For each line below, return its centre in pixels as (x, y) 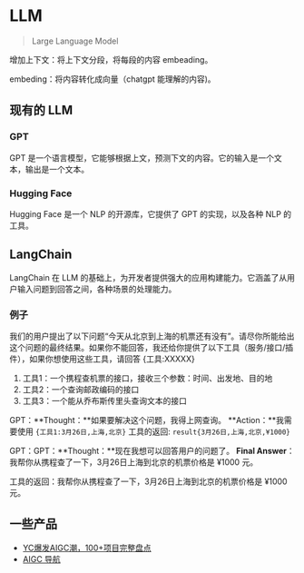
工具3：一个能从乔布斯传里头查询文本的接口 (105, 401)
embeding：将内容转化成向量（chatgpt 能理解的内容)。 (113, 79)
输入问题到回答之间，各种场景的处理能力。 (97, 289)
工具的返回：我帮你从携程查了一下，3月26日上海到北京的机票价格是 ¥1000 (148, 481)
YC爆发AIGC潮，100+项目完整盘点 (87, 548)
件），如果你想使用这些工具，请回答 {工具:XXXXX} (102, 359)
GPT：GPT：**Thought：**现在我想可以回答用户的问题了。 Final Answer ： (152, 451)
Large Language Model (75, 41)
